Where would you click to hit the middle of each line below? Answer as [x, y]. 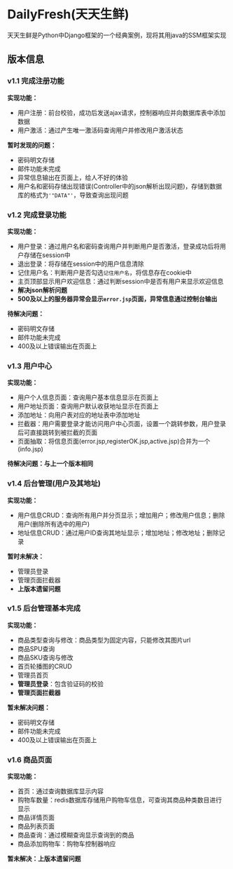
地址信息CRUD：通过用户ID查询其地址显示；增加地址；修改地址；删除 [118, 533]
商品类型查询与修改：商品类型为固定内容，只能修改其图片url [104, 640]
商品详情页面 [36, 818]
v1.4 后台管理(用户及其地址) [54, 484]
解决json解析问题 [42, 290]
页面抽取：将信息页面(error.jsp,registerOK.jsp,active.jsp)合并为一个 [114, 442]
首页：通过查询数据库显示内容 [60, 791]
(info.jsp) [30, 449]
